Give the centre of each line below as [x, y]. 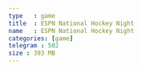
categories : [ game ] [41, 38]
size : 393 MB [32, 53]
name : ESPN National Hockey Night [71, 31]
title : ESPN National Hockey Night [71, 23]
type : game [32, 16]
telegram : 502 [34, 46]
